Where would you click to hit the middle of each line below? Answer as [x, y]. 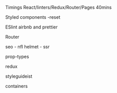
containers [17, 86]
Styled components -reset [33, 17]
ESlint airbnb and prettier [31, 27]
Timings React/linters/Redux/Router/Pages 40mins [58, 7]
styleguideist [19, 76]
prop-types [17, 56]
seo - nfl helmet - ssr [28, 47]
